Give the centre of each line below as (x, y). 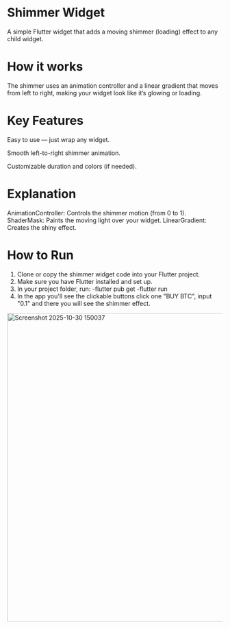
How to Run (40, 255)
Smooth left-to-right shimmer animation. (64, 153)
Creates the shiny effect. (42, 227)
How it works (45, 67)
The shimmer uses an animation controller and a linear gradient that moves (113, 85)
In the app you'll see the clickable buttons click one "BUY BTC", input (114, 296)
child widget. (25, 38)
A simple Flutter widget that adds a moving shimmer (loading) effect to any (113, 32)
